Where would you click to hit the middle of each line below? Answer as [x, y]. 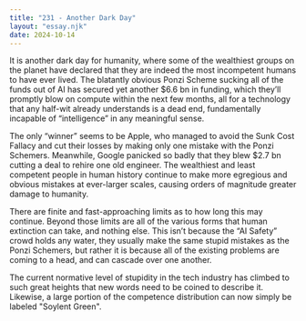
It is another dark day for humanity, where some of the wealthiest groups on [152, 61]
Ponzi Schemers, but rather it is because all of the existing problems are [144, 250]
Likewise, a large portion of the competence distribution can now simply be [151, 297]
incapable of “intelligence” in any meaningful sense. [107, 118]
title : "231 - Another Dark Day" [73, 18]
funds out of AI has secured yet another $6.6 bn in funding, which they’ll [145, 90]
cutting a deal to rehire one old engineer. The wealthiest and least [133, 166]
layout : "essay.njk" [49, 26]
